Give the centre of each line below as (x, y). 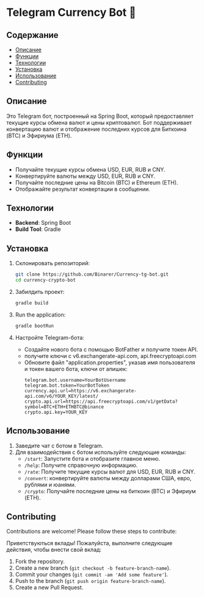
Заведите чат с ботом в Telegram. (59, 445)
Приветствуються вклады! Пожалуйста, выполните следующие (89, 543)
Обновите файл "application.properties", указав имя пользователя (110, 362)
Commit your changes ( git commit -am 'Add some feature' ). (92, 574)
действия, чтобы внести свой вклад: (54, 550)
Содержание (33, 35)
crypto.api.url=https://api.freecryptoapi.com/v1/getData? (101, 401)
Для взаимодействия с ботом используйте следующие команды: (100, 452)
